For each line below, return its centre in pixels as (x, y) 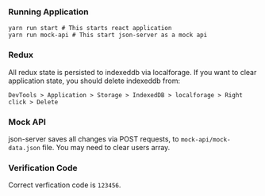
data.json (25, 148)
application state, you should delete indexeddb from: (94, 81)
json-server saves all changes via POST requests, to (94, 139)
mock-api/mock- (206, 139)
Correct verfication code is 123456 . (65, 185)
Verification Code (43, 168)
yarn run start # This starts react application (90, 28)
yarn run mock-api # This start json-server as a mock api (108, 35)
